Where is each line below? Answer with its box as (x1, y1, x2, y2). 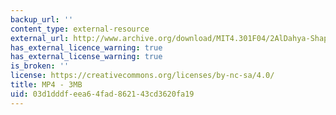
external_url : (10, 33, 70, 43)
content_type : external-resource (10, 24, 150, 34)
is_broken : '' (10, 61, 70, 71)
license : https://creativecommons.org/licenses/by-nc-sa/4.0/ (10, 71, 275, 81)
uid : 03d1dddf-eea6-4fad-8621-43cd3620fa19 (10, 89, 195, 99)
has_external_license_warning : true (10, 52, 163, 62)
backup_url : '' (10, 14, 74, 25)
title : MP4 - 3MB (10, 80, 83, 90)
